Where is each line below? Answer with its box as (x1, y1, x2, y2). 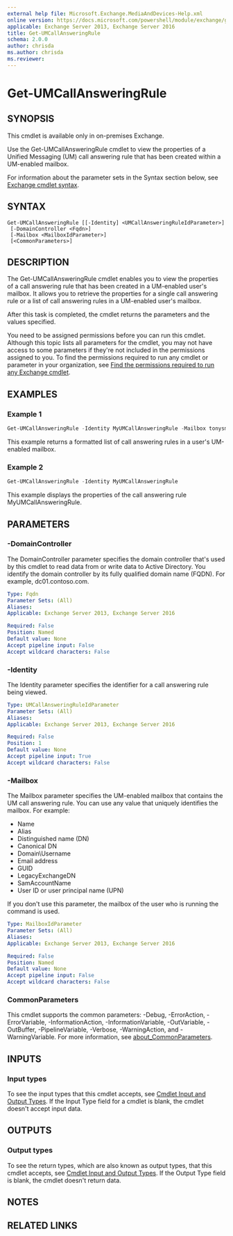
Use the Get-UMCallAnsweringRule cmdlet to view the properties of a (7, 145, 206, 153)
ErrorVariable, (7, 1018, 47, 1027)
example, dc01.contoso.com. (7, 577, 89, 585)
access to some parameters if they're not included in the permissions (7, 346, 205, 355)
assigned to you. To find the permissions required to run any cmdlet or (7, 353, 209, 362)
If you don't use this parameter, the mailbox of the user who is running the (7, 900, 219, 908)
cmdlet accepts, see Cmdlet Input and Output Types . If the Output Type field (7, 1169, 226, 1177)
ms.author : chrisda (7, 49, 64, 56)
